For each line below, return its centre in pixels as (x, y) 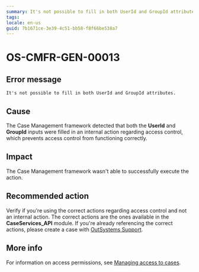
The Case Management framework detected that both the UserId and (91, 126)
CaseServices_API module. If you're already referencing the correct (89, 223)
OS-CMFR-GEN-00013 (63, 58)
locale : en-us (24, 23)
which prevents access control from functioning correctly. (77, 138)
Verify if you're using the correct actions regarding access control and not (97, 210)
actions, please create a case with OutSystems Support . (75, 229)
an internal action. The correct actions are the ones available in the (88, 217)
